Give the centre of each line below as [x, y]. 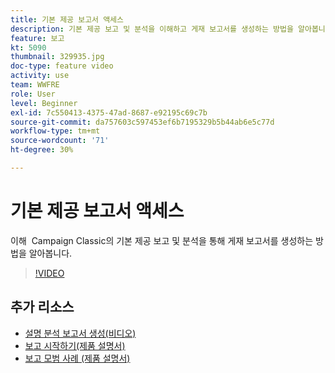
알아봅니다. [50, 253]
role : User [33, 94]
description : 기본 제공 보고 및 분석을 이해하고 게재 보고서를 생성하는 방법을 [152, 29]
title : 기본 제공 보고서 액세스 [67, 19]
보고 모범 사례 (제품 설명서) [77, 358]
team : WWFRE [35, 85]
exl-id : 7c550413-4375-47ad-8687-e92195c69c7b [109, 112]
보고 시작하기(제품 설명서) [75, 345]
